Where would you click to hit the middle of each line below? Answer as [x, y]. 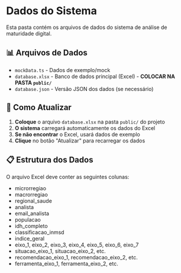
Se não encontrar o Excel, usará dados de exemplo [77, 134]
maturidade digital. [29, 33]
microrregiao [30, 188]
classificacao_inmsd [39, 232]
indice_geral [30, 239]
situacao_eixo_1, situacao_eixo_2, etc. [60, 251]
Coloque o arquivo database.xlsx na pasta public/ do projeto [90, 122]
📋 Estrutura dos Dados [50, 160]
